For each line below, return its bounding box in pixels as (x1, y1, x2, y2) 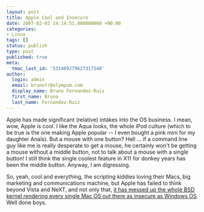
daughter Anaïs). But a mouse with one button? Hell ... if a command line (6, 135, 188, 143)
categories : (6, 26, 37, 32)
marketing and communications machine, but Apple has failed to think (6, 179, 181, 186)
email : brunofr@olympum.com (12, 83, 83, 89)
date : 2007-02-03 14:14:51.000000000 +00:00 (6, 20, 121, 26)
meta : (6, 60, 20, 66)
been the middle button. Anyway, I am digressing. (6, 161, 131, 168)
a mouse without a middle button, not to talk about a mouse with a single (6, 148, 189, 156)
